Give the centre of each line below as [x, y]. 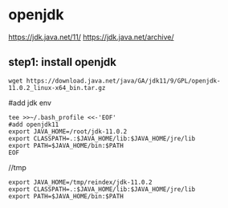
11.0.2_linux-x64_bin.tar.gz [57, 88]
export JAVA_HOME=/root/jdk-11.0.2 [68, 131]
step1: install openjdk [63, 62]
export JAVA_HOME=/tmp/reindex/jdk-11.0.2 [80, 182]
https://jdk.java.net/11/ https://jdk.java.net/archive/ [91, 37]
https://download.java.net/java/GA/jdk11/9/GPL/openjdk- [123, 81]
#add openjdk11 [34, 124]
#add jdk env [30, 103]
